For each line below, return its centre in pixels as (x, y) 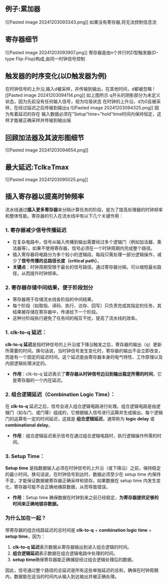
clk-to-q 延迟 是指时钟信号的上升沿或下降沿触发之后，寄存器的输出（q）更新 (83, 344)
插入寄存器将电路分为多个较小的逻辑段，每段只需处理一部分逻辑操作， (85, 254)
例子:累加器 (23, 9)
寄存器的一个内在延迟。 (41, 380)
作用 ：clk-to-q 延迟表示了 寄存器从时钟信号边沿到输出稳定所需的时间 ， (85, 374)
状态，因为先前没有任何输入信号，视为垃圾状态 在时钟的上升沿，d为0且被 (81, 101)
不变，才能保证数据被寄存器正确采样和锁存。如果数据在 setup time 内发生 (81, 481)
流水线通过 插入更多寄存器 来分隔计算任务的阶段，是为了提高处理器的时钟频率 (84, 209)
